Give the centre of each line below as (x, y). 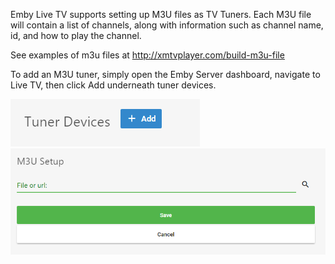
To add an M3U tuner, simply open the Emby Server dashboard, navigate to (165, 74)
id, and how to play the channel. (76, 35)
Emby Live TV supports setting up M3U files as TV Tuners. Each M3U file (161, 14)
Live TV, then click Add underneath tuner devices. (113, 85)
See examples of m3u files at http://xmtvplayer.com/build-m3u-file (147, 55)
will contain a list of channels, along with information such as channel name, (167, 25)
